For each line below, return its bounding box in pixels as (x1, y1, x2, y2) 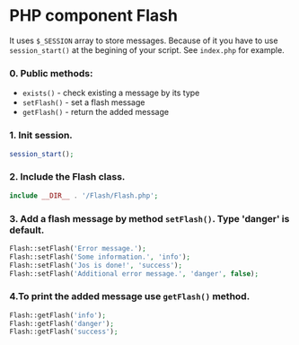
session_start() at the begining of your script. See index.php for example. (9, 44, 285, 55)
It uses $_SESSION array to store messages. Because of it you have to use (9, 35, 278, 46)
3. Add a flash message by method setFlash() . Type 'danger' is (9, 212, 290, 225)
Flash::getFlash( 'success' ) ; (9, 327, 119, 337)
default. (9, 224, 45, 236)
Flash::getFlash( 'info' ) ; (9, 311, 106, 320)
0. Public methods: (9, 66, 93, 79)
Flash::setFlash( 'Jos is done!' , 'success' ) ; (9, 261, 182, 270)
